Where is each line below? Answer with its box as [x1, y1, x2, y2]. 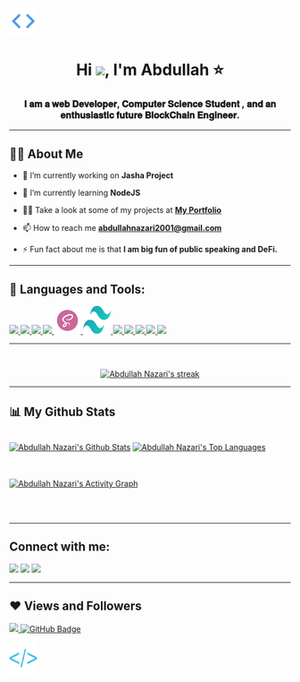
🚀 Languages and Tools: [9, 281, 146, 297]
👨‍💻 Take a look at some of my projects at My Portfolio [21, 205, 221, 216]
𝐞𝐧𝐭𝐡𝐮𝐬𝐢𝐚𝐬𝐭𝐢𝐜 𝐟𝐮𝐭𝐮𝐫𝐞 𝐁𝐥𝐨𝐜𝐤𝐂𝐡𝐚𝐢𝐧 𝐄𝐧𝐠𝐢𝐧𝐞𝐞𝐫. [60, 109, 240, 122]
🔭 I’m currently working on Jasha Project [21, 170, 174, 181]
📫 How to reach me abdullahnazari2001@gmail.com [21, 223, 222, 234]
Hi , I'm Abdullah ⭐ [75, 60, 225, 81]
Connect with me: [9, 540, 111, 555]
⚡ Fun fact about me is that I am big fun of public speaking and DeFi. [21, 244, 279, 255]
